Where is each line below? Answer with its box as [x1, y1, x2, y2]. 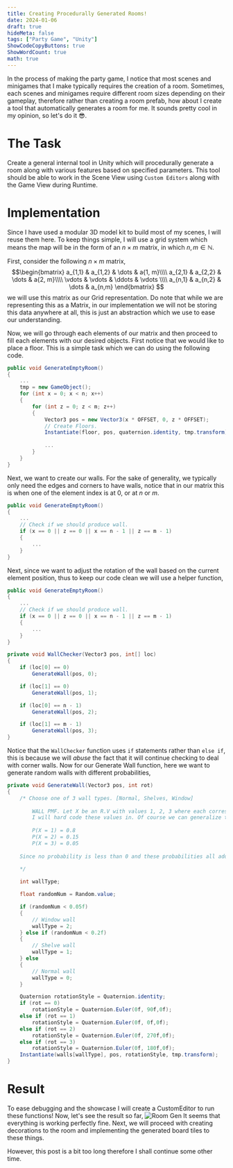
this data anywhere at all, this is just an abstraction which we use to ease [7, 308, 216, 316]
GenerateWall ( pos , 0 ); [32, 670, 98, 677]
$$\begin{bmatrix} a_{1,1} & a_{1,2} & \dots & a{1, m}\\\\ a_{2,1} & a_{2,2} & [11, 268, 222, 276]
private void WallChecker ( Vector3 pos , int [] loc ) [7, 651, 157, 658]
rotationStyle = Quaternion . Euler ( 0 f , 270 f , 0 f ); [32, 1032, 175, 1039]
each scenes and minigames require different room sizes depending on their [7, 89, 225, 97]
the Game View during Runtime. [7, 180, 98, 189]
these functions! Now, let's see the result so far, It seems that [7, 1111, 221, 1119]
